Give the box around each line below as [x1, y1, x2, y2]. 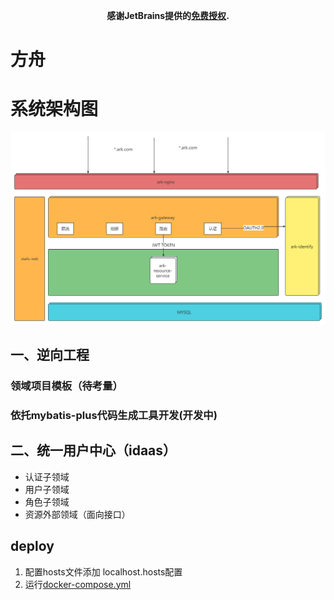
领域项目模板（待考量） [10, 379, 123, 393]
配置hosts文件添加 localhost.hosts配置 [24, 565, 183, 578]
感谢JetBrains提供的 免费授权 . [106, 10, 230, 21]
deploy [10, 538, 55, 555]
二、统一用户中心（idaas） [10, 442, 177, 459]
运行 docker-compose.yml [24, 578, 132, 590]
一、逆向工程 [10, 347, 90, 364]
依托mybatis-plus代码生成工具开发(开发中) [10, 408, 218, 422]
